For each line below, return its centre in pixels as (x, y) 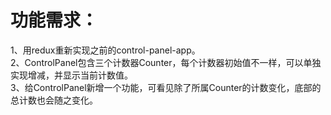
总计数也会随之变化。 (54, 100)
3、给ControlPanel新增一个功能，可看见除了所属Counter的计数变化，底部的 (166, 87)
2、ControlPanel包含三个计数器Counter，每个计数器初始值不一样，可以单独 (166, 62)
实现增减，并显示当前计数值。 (71, 75)
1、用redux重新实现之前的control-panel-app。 (105, 50)
